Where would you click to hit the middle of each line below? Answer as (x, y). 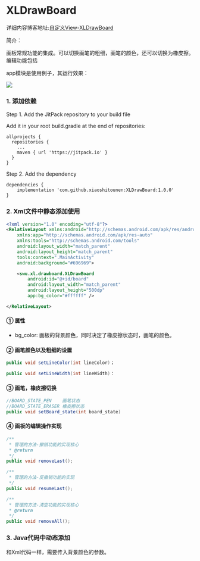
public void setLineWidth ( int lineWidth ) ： (60, 374)
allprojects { (24, 137)
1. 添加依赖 (21, 101)
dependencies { (25, 185)
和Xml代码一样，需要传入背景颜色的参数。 (58, 552)
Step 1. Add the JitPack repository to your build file (68, 114)
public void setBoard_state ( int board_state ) (63, 412)
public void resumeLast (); (40, 488)
